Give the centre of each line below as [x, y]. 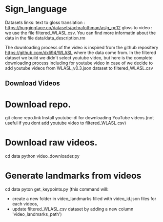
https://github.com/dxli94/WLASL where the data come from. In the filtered [81, 53]
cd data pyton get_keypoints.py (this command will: [57, 189]
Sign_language [36, 9]
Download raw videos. [51, 143]
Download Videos [32, 83]
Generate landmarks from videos [73, 176]
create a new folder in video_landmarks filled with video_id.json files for [84, 199]
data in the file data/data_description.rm [45, 38]
